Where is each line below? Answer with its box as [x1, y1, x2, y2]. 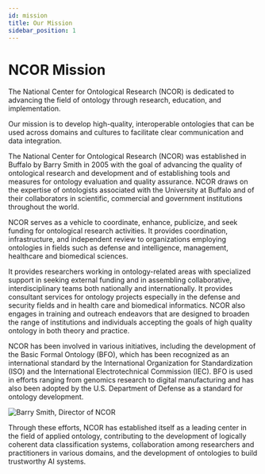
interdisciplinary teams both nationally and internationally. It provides [8, 284, 233, 293]
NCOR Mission [8, 60, 106, 79]
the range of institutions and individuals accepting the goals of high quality [8, 317, 252, 327]
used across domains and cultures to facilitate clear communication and [8, 128, 244, 138]
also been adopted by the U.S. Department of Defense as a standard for [8, 383, 244, 394]
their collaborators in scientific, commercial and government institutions [8, 194, 244, 204]
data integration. [8, 136, 62, 146]
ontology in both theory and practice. [8, 326, 130, 336]
